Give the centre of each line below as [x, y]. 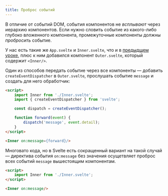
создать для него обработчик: [38, 81]
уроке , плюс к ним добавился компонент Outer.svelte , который [74, 55]
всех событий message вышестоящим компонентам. [61, 161]
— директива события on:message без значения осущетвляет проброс [80, 156]
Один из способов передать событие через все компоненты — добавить [84, 70]
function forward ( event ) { [43, 118]
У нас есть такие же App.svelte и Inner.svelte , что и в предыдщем [77, 50]
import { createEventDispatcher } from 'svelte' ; [67, 100]
